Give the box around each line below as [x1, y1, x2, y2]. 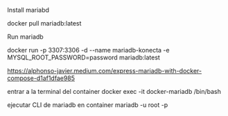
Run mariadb [7, 32, 44, 41]
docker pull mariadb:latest [7, 19, 82, 27]
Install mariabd [7, 6, 50, 14]
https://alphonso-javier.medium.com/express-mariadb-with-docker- [7, 67, 202, 75]
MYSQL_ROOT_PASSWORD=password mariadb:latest [7, 53, 161, 61]
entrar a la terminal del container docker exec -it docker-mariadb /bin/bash [7, 88, 222, 95]
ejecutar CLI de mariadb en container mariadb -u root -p [7, 101, 168, 109]
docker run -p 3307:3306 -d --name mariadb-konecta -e [7, 46, 170, 54]
